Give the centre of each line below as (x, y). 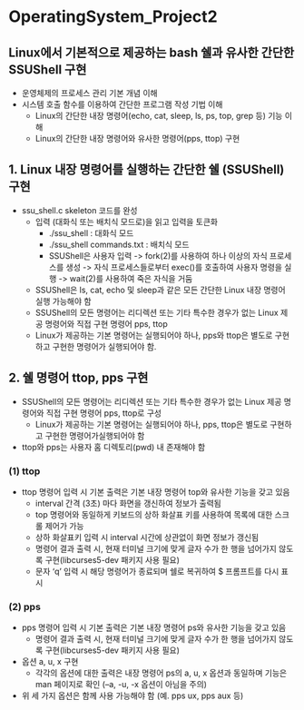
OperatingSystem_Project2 (113, 17)
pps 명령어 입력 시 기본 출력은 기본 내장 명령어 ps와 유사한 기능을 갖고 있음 (154, 627)
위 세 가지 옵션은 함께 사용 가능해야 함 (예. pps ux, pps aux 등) (132, 695)
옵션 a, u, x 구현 (50, 662)
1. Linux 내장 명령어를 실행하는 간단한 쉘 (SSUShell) (147, 170)
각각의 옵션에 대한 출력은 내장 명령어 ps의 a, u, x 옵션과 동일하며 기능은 (161, 673)
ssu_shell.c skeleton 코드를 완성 (79, 210)
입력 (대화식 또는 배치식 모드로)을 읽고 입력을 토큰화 (127, 222)
